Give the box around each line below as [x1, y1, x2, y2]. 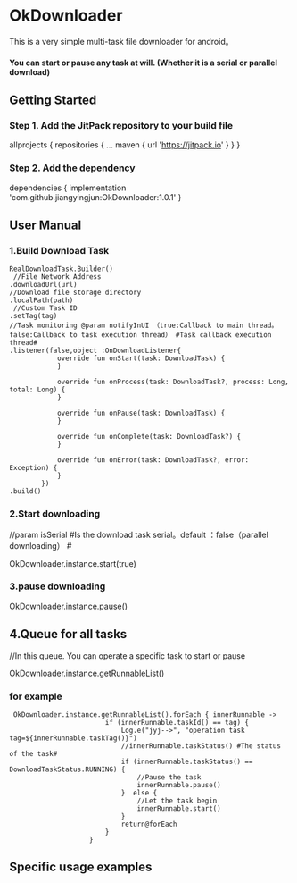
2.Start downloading [9, 508, 101, 520]
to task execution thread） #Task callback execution [69, 331, 272, 340]
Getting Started [9, 92, 97, 107]
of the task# [9, 749, 58, 758]
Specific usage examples [9, 860, 153, 875]
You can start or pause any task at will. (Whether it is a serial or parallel [9, 57, 278, 68]
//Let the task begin [136, 796, 218, 805]
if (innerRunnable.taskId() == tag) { [104, 718, 250, 727]
